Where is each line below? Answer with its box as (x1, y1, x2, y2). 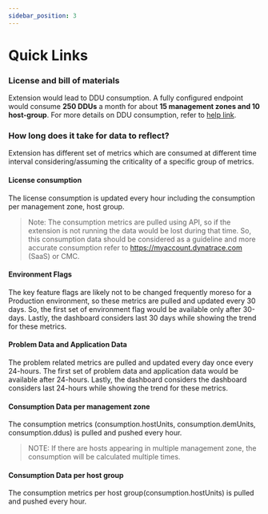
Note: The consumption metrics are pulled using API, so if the (27, 217, 231, 227)
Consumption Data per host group (8, 470, 124, 480)
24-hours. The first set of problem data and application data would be (8, 366, 238, 376)
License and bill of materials (8, 75, 120, 86)
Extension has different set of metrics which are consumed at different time (8, 148, 258, 158)
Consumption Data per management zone (8, 402, 150, 411)
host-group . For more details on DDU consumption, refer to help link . (8, 110, 237, 120)
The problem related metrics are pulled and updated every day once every (8, 358, 254, 367)
